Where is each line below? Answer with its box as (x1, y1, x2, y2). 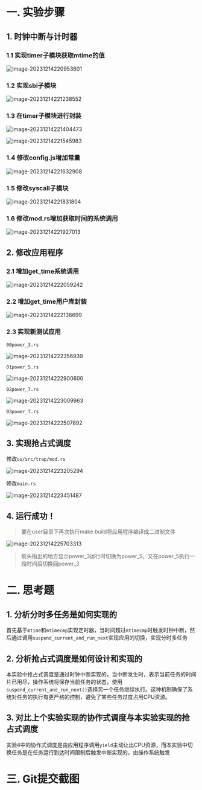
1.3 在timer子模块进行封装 (6, 112, 82, 120)
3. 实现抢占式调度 (6, 438, 71, 449)
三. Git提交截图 (6, 772, 80, 786)
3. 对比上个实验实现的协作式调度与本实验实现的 (6, 713, 182, 723)
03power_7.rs (6, 408, 39, 414)
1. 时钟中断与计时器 (6, 31, 78, 42)
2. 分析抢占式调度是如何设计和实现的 (6, 654, 143, 664)
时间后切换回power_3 (26, 560, 80, 568)
